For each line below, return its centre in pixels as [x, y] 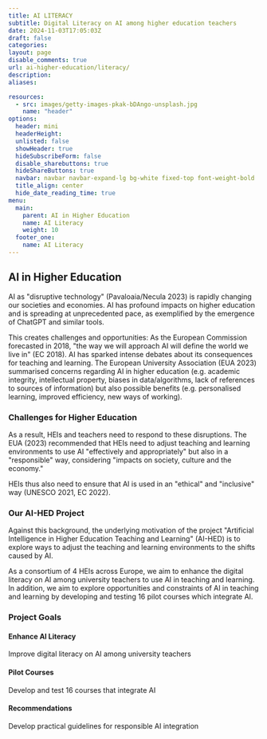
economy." [26, 468]
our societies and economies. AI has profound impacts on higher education [132, 305]
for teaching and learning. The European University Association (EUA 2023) [133, 363]
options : [23, 119]
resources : [26, 96]
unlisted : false [42, 141]
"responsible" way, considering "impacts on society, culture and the [120, 460]
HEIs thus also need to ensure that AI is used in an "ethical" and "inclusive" [132, 484]
